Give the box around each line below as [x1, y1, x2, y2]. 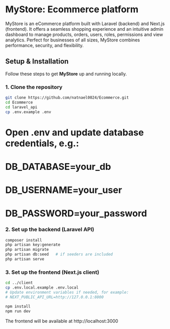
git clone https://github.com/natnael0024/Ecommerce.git [5, 95, 129, 100]
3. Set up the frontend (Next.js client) [5, 269, 100, 276]
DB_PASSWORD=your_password [5, 208, 147, 220]
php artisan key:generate [5, 242, 60, 248]
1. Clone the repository [5, 83, 63, 91]
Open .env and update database [5, 126, 144, 138]
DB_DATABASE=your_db [5, 161, 111, 172]
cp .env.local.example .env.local [5, 285, 79, 290]
